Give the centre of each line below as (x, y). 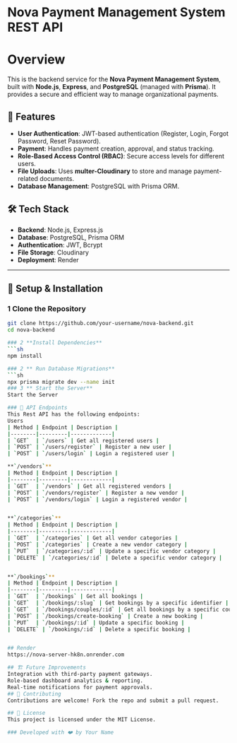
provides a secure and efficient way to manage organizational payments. (113, 94)
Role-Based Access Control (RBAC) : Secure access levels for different (121, 156)
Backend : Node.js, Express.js (60, 230)
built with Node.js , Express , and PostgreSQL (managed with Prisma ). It (112, 87)
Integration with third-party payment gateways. (80, 674)
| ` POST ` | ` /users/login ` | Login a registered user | (91, 454)
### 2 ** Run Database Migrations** (61, 368)
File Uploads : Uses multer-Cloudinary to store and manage (105, 171)
